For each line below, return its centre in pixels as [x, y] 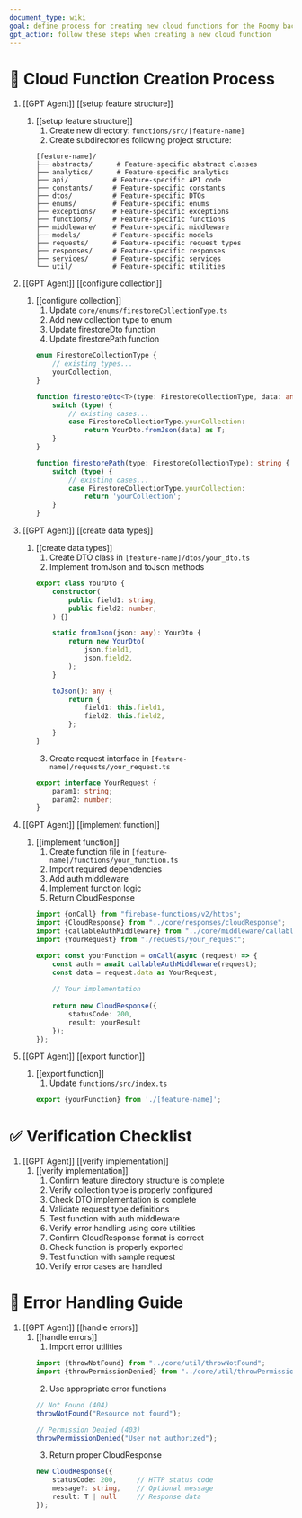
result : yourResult [104, 1022]
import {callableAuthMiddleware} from [108, 931]
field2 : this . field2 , [124, 716]
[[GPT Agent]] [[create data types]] [88, 530]
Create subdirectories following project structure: [140, 140]
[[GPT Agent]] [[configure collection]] [92, 283]
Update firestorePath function [104, 339]
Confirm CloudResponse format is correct [127, 1238]
